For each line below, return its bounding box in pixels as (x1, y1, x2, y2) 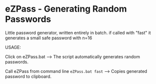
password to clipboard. (5, 73, 52, 79)
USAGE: (5, 44, 21, 50)
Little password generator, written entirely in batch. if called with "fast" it (5, 30, 151, 35)
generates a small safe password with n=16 (5, 35, 92, 41)
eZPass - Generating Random (5, 3, 127, 15)
